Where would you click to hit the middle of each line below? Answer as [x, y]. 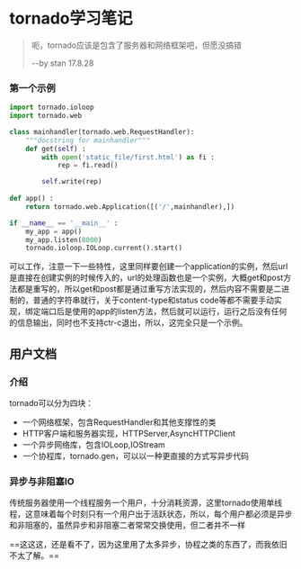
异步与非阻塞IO [42, 481]
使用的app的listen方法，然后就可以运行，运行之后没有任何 [179, 312]
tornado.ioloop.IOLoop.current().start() [104, 248]
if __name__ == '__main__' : [64, 223]
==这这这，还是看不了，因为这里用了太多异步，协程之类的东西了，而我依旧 [148, 545]
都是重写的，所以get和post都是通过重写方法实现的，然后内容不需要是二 [149, 289]
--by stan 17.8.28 [62, 63]
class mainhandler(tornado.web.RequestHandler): [102, 131]
